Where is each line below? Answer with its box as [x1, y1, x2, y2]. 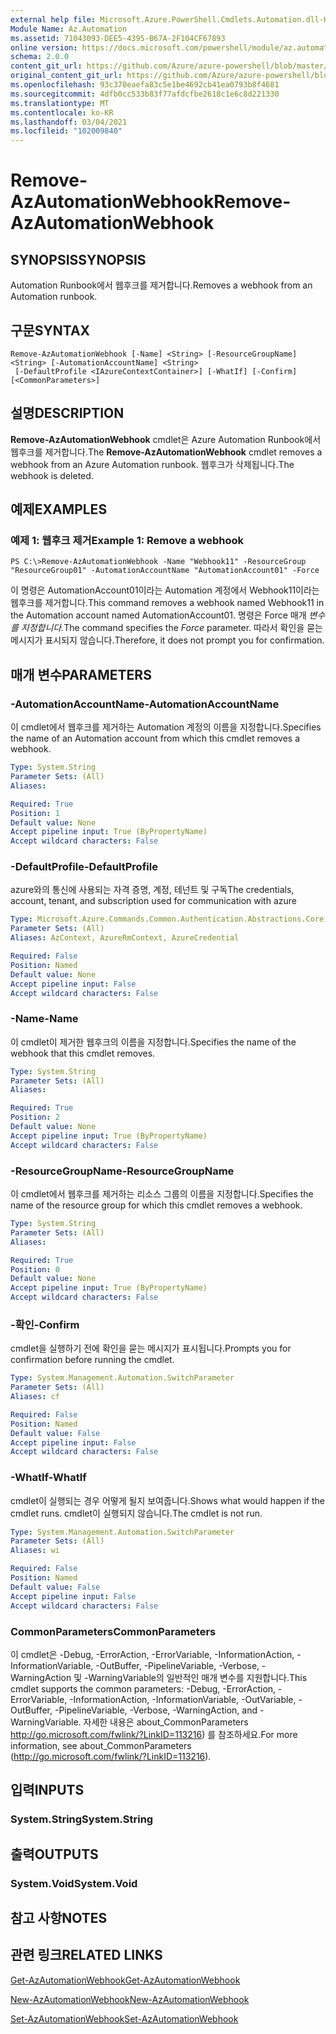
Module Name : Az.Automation [10, 24, 128, 34]
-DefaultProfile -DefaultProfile [10, 860, 158, 874]
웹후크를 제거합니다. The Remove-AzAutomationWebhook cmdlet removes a [10, 446, 323, 458]
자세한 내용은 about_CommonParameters [83, 1716, 249, 1728]
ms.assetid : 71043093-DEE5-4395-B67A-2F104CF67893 [10, 33, 226, 43]
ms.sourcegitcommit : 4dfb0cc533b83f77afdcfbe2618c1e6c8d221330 [10, 89, 280, 99]
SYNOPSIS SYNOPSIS [10, 251, 147, 268]
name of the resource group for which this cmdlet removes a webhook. [10, 1199, 303, 1211]
